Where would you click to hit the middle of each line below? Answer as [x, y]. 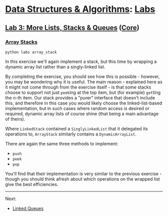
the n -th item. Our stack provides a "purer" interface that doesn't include [80, 97]
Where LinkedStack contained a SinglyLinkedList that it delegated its [77, 128]
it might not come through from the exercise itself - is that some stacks [78, 87]
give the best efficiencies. [32, 184]
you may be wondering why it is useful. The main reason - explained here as [84, 81]
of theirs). [15, 119]
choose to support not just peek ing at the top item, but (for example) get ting [83, 92]
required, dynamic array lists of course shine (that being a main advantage [82, 113]
